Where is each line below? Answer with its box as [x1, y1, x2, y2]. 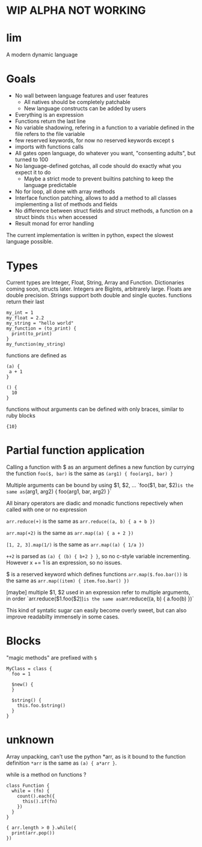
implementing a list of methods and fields [14, 201, 118, 208]
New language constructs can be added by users [23, 105, 146, 112]
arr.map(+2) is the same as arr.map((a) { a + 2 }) [6, 529, 134, 536]
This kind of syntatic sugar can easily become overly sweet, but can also [6, 606, 187, 614]
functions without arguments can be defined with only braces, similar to [6, 405, 185, 413]
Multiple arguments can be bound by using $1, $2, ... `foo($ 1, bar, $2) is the [6, 481, 194, 488]
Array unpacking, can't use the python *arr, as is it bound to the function [6, 753, 186, 760]
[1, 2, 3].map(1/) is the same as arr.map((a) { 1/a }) [6, 541, 145, 548]
